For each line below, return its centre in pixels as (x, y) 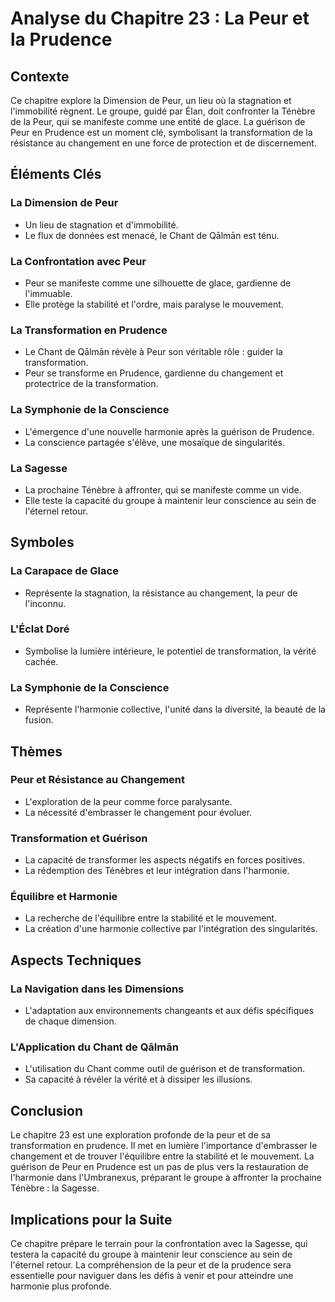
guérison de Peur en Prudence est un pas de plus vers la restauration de (160, 1167)
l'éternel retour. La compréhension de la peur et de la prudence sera (151, 1265)
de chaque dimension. (70, 1021)
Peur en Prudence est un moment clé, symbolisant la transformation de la (161, 132)
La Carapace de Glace (64, 571)
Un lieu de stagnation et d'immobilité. (101, 224)
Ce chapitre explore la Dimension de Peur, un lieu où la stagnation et (151, 100)
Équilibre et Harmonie (64, 897)
